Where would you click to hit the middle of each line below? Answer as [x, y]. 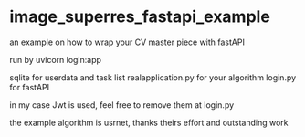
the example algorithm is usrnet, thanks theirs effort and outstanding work [149, 122]
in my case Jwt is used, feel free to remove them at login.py [122, 105]
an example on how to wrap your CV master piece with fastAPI [127, 42]
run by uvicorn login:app [56, 59]
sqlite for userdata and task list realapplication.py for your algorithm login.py [153, 77]
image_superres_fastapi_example [140, 17]
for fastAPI [30, 87]
